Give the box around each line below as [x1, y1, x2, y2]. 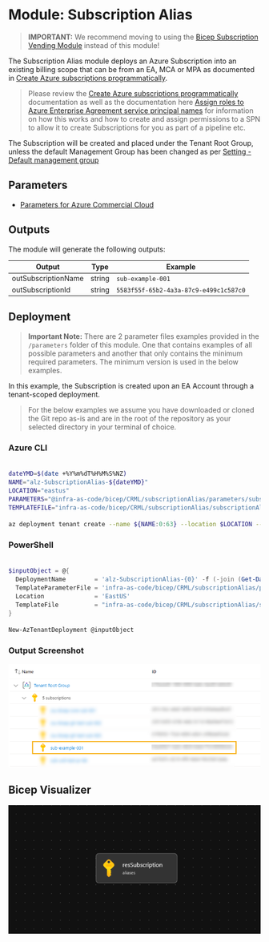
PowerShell [8, 539, 54, 550]
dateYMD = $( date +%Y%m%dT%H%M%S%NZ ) [8, 470, 127, 478]
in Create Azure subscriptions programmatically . [8, 73, 168, 83]
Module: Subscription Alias [8, 6, 194, 24]
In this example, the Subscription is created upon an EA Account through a [8, 380, 255, 390]
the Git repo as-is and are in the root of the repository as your [27, 413, 231, 423]
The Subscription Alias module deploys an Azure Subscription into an [8, 56, 237, 66]
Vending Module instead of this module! [27, 40, 160, 50]
